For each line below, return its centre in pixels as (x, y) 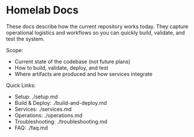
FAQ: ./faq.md (31, 128)
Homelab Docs (42, 10)
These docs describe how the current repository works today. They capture (97, 26)
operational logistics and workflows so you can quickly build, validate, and (96, 32)
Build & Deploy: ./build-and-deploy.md (60, 102)
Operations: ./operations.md (49, 115)
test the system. (25, 39)
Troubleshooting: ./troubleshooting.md (61, 121)
